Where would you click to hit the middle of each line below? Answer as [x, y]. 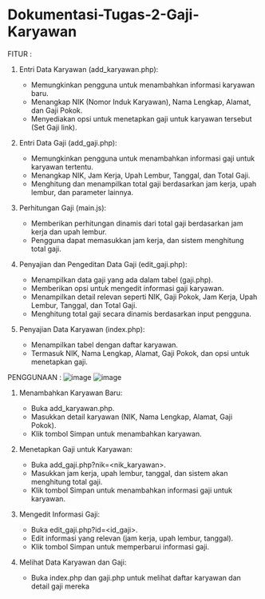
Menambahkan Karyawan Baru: [71, 393]
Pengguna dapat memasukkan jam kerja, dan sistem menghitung [137, 240]
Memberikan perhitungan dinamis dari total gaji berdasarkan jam [137, 223]
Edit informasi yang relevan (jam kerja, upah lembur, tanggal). [132, 538]
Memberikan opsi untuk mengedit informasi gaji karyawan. [127, 288]
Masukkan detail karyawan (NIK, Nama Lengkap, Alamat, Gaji [132, 417]
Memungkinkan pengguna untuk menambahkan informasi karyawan [143, 85]
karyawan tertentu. [62, 166]
